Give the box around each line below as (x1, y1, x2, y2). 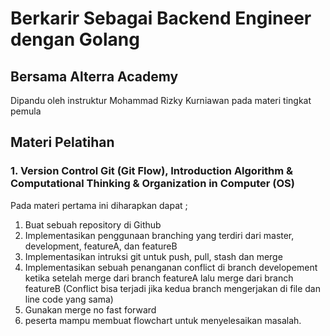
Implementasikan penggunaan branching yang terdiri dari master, (24, 229, 295, 241)
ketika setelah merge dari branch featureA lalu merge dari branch (24, 272, 294, 284)
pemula (10, 105, 42, 117)
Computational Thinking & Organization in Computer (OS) (10, 177, 296, 191)
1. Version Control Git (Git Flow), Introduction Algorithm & (10, 164, 294, 178)
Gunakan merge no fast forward (24, 303, 157, 316)
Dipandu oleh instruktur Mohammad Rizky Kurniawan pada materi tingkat (10, 95, 312, 106)
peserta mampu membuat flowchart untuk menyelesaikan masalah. (24, 314, 302, 326)
